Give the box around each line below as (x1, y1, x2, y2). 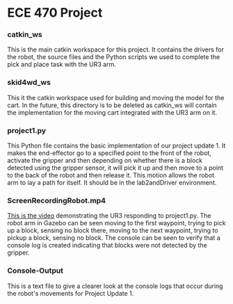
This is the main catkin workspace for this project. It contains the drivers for (7, 45, 224, 54)
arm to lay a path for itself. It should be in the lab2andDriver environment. (7, 179, 217, 187)
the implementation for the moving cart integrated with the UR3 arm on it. (7, 108, 218, 116)
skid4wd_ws (7, 78, 51, 88)
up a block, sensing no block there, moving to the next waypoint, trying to (7, 226, 218, 234)
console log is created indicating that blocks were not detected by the (7, 241, 207, 250)
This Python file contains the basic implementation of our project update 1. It (7, 141, 226, 150)
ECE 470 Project (7, 5, 103, 21)
